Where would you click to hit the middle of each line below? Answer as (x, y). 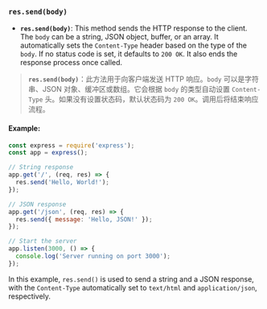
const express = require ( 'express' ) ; (72, 145)
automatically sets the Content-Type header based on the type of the (133, 45)
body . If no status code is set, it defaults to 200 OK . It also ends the (129, 54)
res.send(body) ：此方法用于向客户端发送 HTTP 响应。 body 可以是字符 (143, 79)
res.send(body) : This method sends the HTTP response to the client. (133, 28)
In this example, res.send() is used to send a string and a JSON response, (131, 279)
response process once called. (71, 63)
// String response (41, 167)
